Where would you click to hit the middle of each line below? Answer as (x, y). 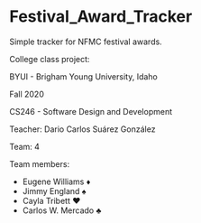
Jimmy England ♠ (55, 190)
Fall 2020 (27, 94)
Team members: (40, 163)
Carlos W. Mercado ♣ (62, 210)
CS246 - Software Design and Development (91, 111)
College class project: (50, 59)
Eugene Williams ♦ (56, 181)
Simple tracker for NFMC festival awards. (86, 42)
